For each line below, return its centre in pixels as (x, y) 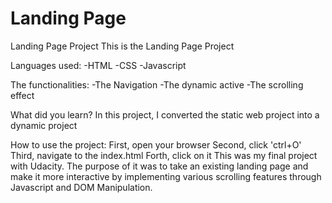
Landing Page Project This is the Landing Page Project (122, 46)
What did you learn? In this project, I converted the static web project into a (165, 114)
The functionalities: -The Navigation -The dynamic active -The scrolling (157, 84)
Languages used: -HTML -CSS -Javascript (98, 65)
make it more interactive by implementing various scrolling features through (166, 176)
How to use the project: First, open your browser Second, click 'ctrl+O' (156, 144)
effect (22, 95)
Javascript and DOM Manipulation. (81, 187)
